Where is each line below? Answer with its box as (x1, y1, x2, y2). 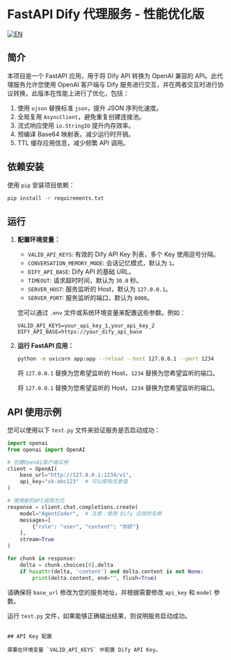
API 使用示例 (7, 406, 62, 418)
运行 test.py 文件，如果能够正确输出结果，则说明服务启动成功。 (7, 611, 191, 620)
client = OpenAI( (7, 465, 58, 472)
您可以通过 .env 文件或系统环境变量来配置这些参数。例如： (17, 308, 186, 317)
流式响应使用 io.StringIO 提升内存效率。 (17, 121, 135, 129)
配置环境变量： (17, 235, 61, 244)
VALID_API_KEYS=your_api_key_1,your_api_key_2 (17, 322, 155, 329)
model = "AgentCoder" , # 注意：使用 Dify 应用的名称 (19, 510, 162, 517)
